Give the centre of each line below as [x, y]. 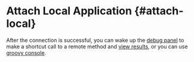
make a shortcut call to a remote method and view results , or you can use [97, 46]
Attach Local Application [69, 11]
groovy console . [26, 52]
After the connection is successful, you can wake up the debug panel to [95, 40]
